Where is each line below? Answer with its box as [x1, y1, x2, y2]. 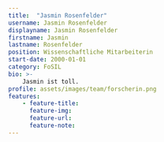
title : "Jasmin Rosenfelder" [8, 11, 108, 20]
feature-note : [28, 121, 76, 129]
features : [8, 92, 41, 100]
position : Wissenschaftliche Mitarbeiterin [8, 48, 154, 56]
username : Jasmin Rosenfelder [8, 19, 108, 27]
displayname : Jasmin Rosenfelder [8, 26, 118, 34]
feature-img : [28, 107, 73, 115]
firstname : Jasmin [8, 33, 69, 42]
